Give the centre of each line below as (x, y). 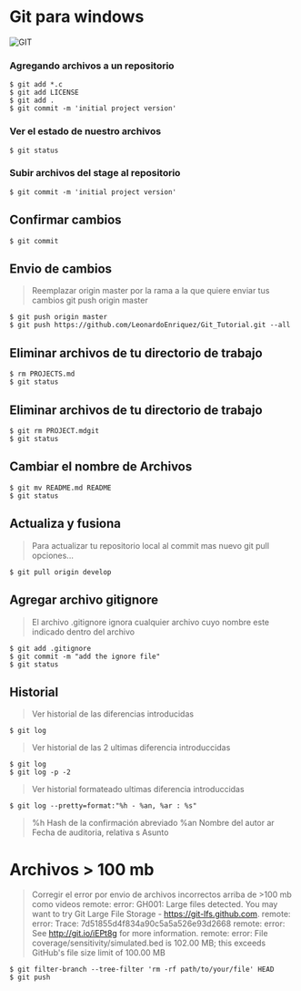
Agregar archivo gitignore (84, 600)
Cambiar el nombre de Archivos (101, 467)
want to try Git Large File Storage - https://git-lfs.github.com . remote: (161, 914)
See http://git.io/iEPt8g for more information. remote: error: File (150, 934)
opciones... (53, 555)
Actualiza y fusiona (65, 524)
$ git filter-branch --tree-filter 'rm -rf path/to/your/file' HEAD (142, 970)
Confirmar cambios (65, 220)
